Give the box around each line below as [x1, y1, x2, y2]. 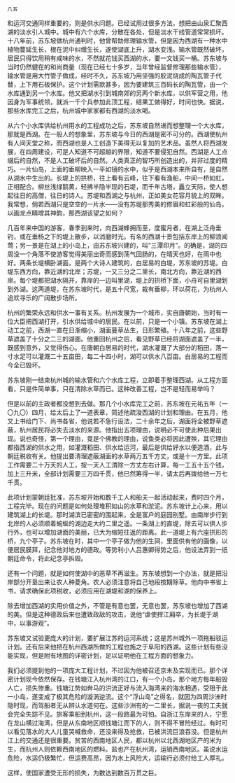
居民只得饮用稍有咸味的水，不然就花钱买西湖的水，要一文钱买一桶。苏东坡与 [7, 54, 228, 62]
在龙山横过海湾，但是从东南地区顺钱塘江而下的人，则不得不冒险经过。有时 [7, 719, 222, 727]
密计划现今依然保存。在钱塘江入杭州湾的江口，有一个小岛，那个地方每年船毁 [7, 675, 228, 683]
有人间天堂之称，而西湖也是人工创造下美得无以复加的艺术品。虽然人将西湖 [7, 139, 222, 147]
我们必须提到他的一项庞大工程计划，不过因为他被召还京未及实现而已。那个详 [7, 666, 228, 675]
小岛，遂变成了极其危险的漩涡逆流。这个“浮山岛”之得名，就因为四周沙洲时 [13, 693, 227, 700]
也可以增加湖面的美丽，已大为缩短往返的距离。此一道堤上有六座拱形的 [25, 528, 228, 536]
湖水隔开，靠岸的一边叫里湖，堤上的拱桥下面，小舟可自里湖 [50, 276, 222, 284]
